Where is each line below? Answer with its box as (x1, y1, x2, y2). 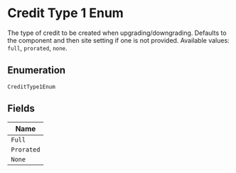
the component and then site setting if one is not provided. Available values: (7, 36, 230, 44)
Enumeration (7, 64, 66, 76)
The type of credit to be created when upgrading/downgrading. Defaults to (7, 28, 227, 37)
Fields (7, 103, 36, 115)
